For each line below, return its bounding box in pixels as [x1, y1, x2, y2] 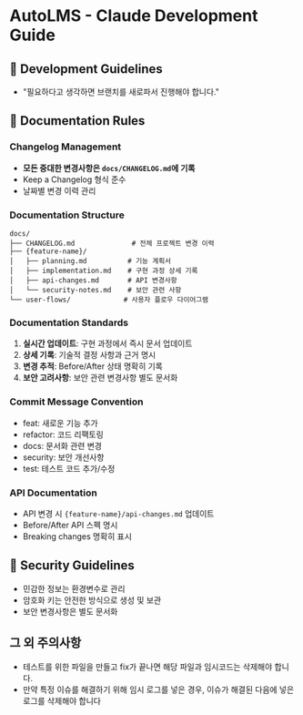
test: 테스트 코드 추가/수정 [22, 463, 116, 474]
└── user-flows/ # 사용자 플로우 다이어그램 [9, 295, 209, 304]
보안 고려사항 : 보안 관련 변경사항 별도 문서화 [22, 373, 178, 383]
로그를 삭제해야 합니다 [22, 695, 102, 706]
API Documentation [9, 486, 98, 499]
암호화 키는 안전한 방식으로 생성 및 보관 [22, 594, 162, 606]
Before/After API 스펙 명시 [22, 519, 118, 530]
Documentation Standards [9, 316, 129, 329]
